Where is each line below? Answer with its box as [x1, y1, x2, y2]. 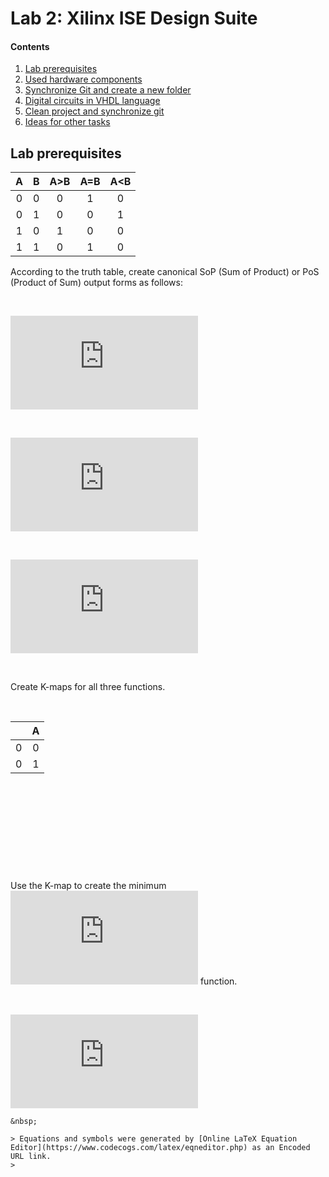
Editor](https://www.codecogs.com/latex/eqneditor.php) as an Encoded [10, 1143, 311, 1153]
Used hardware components [24, 73, 143, 86]
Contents [10, 40, 50, 52]
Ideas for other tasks [24, 116, 111, 128]
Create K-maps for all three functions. [10, 681, 166, 693]
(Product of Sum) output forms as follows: [10, 277, 183, 289]
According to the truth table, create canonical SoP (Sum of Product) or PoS [10, 266, 320, 278]
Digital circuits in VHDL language [24, 95, 161, 107]
